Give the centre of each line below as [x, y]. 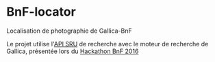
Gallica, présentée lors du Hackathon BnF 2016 [73, 51]
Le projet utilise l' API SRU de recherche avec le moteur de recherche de [107, 44]
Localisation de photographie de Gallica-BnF [69, 31]
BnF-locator [41, 12]
